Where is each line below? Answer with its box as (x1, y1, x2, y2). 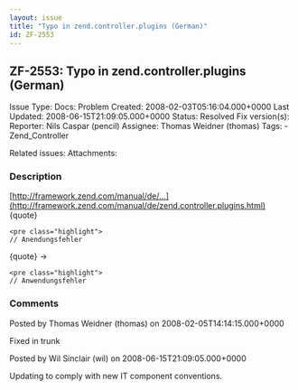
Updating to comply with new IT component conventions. (9, 370, 223, 381)
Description (9, 171, 62, 183)
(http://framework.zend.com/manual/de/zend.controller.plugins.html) (9, 200, 266, 211)
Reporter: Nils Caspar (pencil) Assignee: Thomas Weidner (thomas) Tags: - (9, 121, 289, 132)
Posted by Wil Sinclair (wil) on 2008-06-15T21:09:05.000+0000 (9, 353, 247, 364)
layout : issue (9, 13, 63, 23)
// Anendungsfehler (9, 236, 83, 245)
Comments (9, 297, 59, 310)
